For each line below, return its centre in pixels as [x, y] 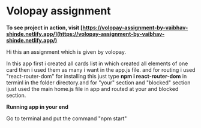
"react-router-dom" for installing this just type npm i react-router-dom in [97, 76]
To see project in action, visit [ [44, 28]
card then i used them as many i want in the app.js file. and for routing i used [101, 69]
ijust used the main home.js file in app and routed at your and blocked [92, 89]
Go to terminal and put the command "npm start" [67, 118]
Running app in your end [37, 106]
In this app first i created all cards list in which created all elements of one [97, 63]
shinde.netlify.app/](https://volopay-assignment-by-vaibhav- [85, 33]
